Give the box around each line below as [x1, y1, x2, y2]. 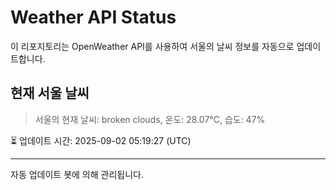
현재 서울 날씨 [10, 85, 90, 102]
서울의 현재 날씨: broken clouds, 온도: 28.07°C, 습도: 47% [34, 113, 266, 125]
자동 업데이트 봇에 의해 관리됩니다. [10, 168, 144, 180]
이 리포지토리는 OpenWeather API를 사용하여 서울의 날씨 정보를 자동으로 [10, 40, 295, 52]
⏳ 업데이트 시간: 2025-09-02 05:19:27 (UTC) [10, 134, 192, 146]
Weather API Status [10, 6, 177, 29]
